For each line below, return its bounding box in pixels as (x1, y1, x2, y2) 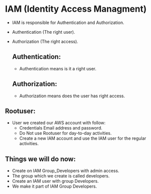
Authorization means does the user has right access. (19, 93, 125, 99)
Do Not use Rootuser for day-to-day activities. (19, 130, 112, 136)
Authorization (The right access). (12, 38, 79, 44)
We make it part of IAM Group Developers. (12, 183, 97, 189)
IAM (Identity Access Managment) (5, 3, 147, 15)
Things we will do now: (5, 155, 76, 163)
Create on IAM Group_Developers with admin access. (12, 168, 119, 174)
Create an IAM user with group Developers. (12, 178, 99, 184)
